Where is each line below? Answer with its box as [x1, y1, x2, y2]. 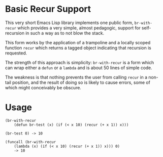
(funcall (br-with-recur [5, 139, 56, 144]
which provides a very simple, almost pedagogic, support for [17, 25, 141, 30]
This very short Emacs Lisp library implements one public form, [5, 20, 134, 26]
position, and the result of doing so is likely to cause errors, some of [12, 79, 150, 85]
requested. [5, 50, 27, 56]
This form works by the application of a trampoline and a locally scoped [5, 39, 151, 45]
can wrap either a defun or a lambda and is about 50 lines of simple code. [5, 65, 153, 71]
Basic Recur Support [5, 3, 91, 15]
